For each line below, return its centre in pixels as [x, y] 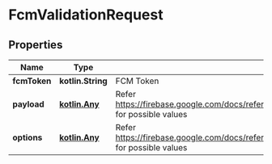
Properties [36, 45]
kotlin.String [83, 81]
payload [28, 104]
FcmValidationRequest [86, 15]
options [28, 137]
